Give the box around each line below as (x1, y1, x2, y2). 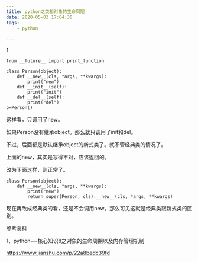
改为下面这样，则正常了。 (6, 167, 69, 174)
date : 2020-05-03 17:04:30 (6, 14, 73, 20)
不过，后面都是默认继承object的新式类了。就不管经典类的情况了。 (6, 141, 167, 148)
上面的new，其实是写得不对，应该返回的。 (6, 154, 110, 161)
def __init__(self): (17, 84, 67, 90)
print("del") (27, 100, 60, 106)
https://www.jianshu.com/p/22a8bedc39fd (6, 250, 111, 257)
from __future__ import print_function (6, 58, 105, 64)
